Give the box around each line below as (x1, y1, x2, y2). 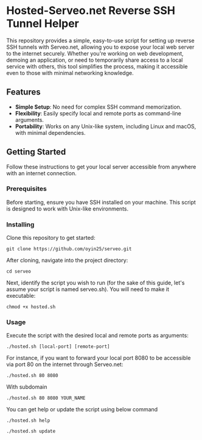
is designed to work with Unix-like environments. (6, 205, 129, 212)
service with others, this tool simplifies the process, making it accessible (6, 62, 188, 70)
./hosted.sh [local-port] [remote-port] (6, 344, 111, 350)
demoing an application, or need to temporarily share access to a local (6, 56, 183, 63)
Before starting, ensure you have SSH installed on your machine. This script (6, 198, 196, 206)
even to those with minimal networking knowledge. (6, 69, 134, 76)
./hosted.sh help (6, 417, 50, 424)
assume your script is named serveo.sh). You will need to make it (6, 286, 169, 293)
